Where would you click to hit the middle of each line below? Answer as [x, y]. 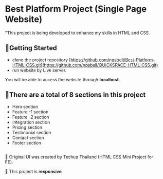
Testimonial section [31, 132]
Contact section [28, 138]
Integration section [31, 122]
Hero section [25, 107]
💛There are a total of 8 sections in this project [75, 95]
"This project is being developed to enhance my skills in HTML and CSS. [78, 33]
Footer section [27, 143]
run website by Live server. [39, 70]
